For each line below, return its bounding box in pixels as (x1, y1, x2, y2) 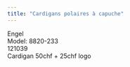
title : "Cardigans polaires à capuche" (7, 10, 124, 17)
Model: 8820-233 (7, 36, 58, 45)
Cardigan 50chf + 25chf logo (7, 52, 91, 60)
